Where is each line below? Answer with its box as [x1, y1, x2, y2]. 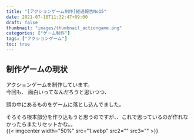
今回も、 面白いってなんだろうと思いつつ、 [6, 88, 110, 95]
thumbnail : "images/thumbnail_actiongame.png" [6, 25, 122, 31]
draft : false [6, 19, 38, 25]
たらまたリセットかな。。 [16, 121, 76, 128]
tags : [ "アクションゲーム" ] [6, 36, 68, 42]
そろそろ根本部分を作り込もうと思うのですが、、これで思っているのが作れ [6, 113, 183, 120]
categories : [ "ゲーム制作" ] [6, 30, 71, 36]
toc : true [6, 42, 31, 47]
